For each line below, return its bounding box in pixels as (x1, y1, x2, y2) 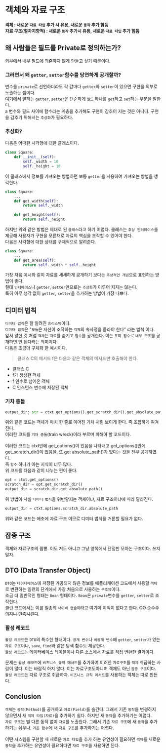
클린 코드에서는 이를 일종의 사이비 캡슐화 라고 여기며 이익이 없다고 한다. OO (5, 604, 146, 610)
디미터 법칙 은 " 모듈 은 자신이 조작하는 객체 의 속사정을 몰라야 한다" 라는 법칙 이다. (5, 326, 155, 332)
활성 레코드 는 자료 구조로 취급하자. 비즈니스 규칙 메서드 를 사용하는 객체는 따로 (5, 672, 149, 677)
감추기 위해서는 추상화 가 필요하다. (10, 115, 74, 120)
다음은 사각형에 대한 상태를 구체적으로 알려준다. (5, 238, 96, 244)
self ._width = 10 (23, 159, 58, 164)
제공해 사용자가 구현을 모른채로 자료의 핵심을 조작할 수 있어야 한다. (5, 233, 133, 238)
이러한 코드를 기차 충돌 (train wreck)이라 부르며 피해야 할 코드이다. (5, 432, 131, 437)
